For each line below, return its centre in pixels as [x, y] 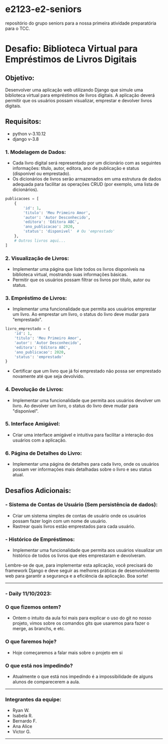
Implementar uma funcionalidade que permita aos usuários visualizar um [87, 550]
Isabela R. [22, 716]
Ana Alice [22, 726]
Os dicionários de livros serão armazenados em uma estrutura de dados [87, 179]
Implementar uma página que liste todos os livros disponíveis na [78, 269]
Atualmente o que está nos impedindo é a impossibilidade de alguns [83, 676]
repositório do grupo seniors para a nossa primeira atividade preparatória [81, 23]
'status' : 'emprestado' [39, 357]
